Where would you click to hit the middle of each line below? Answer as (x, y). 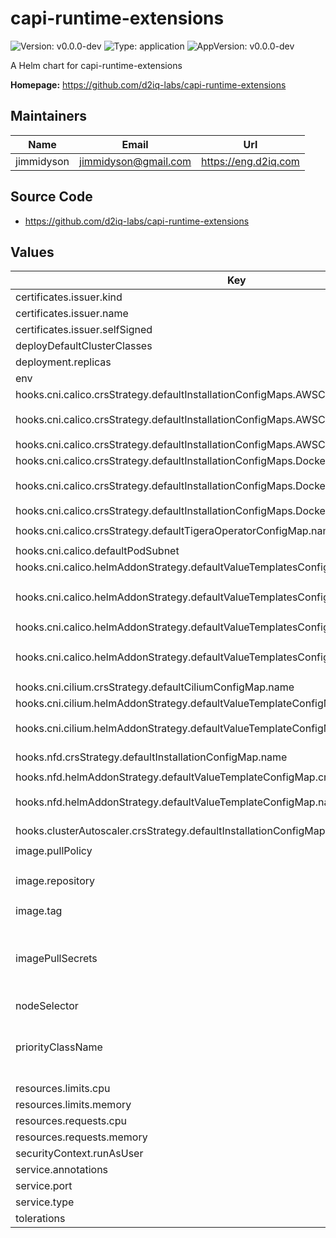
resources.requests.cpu (71, 1121)
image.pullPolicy (54, 851)
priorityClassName (59, 1047)
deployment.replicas (63, 362)
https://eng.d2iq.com (250, 161)
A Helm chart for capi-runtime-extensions (96, 65)
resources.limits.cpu (63, 1089)
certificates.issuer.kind (69, 297)
